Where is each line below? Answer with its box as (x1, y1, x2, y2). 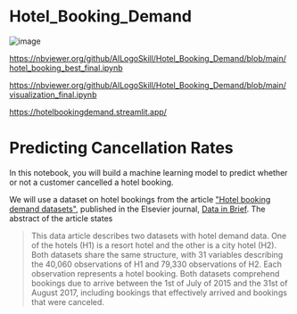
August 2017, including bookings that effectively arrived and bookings (30, 287, 288, 298)
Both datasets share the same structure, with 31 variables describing (30, 249, 284, 260)
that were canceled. (30, 296, 105, 307)
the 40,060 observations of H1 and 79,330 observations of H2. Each (30, 259, 283, 269)
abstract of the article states (9, 212, 113, 224)
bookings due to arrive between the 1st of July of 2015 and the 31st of (30, 277, 288, 288)
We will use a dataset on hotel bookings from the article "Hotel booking (9, 194, 271, 204)
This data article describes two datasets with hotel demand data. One (30, 230, 287, 241)
